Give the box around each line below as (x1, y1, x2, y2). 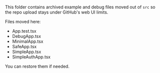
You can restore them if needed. (5, 63, 70, 69)
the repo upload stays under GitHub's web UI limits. (5, 9, 108, 15)
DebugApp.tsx (12, 34, 41, 39)
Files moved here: (5, 19, 41, 24)
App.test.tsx (12, 28, 36, 34)
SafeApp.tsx (12, 44, 37, 49)
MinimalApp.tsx (12, 38, 44, 44)
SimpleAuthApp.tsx (12, 54, 51, 60)
